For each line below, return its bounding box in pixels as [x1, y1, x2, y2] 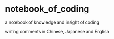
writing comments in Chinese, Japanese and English [5, 28, 110, 34]
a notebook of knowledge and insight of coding [5, 19, 100, 25]
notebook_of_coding [5, 3, 89, 14]
